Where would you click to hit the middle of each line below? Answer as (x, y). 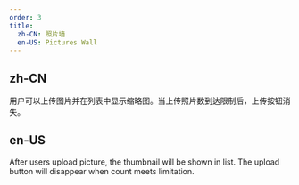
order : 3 (25, 17)
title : (21, 26)
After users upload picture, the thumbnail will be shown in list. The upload (145, 162)
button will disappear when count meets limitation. (102, 171)
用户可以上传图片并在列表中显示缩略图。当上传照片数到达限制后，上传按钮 (146, 101)
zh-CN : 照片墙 (42, 34)
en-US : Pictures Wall (58, 42)
